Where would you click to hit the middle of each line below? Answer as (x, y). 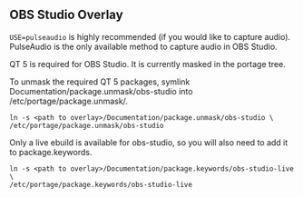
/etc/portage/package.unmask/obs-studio (87, 125)
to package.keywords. (51, 152)
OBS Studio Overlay (67, 15)
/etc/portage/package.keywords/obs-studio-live (101, 184)
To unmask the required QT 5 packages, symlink (100, 82)
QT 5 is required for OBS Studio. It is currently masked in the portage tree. (147, 64)
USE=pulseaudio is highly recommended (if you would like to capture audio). (150, 36)
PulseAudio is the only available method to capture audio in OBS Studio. (144, 46)
